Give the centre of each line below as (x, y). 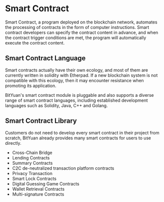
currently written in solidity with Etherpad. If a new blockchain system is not (82, 75)
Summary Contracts (32, 163)
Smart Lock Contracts (34, 179)
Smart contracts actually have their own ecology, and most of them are (77, 70)
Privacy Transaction (32, 173)
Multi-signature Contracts (38, 194)
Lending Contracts (31, 157)
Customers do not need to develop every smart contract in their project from (82, 133)
